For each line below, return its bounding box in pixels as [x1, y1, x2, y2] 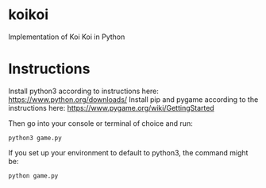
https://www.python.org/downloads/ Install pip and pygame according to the [8, 94, 259, 104]
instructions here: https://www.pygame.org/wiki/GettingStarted [8, 103, 214, 112]
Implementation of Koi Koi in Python [8, 32, 125, 41]
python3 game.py [8, 134, 62, 142]
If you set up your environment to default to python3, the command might [8, 147, 249, 157]
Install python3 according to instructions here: [8, 86, 159, 96]
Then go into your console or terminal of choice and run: [8, 118, 193, 128]
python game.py [8, 171, 59, 180]
